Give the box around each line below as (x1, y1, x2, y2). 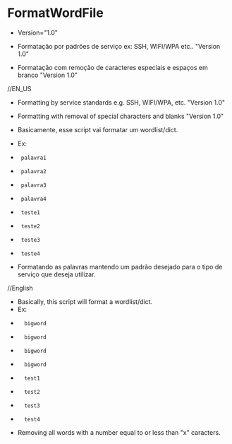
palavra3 (20, 182, 47, 189)
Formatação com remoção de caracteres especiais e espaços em (17, 63, 208, 71)
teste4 (20, 250, 40, 257)
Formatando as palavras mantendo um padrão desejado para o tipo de (17, 262, 223, 271)
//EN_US (7, 84, 32, 93)
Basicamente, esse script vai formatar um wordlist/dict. (17, 125, 178, 134)
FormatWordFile (7, 5, 104, 21)
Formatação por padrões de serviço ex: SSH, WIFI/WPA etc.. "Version (17, 42, 221, 50)
